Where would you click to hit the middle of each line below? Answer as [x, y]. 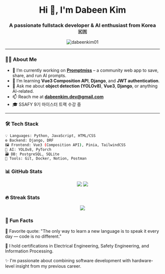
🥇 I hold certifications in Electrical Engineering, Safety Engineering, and [77, 246]
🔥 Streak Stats [23, 197]
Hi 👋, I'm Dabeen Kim [82, 10]
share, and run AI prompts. [39, 75]
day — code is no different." [33, 236]
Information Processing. [29, 251]
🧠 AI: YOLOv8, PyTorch [28, 149]
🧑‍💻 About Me [21, 59]
